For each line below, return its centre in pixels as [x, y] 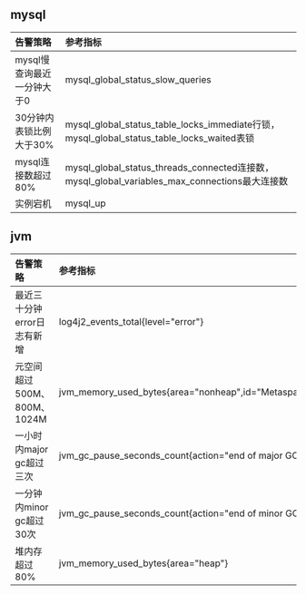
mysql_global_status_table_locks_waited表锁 [160, 138]
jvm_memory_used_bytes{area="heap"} [143, 563]
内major [32, 449]
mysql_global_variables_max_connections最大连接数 [177, 180]
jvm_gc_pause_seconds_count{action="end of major [171, 455]
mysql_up [85, 203]
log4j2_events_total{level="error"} [131, 321]
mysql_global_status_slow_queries [138, 79]
